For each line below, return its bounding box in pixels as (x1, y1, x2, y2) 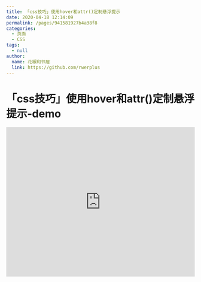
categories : (6, 25, 36, 32)
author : (6, 53, 26, 59)
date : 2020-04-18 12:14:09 (6, 14, 74, 20)
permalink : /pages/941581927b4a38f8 (6, 20, 98, 26)
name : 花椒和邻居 (11, 59, 50, 65)
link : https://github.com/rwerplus (11, 64, 100, 70)
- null (11, 48, 28, 54)
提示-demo (6, 107, 62, 120)
